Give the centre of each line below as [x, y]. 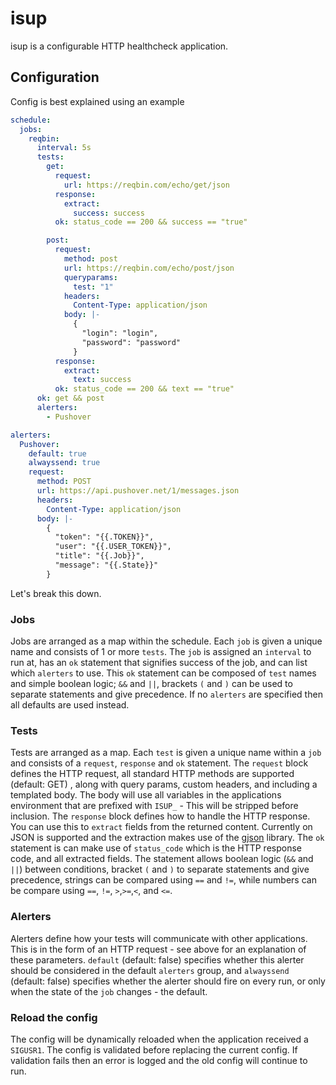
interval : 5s [64, 148]
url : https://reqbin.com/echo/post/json [149, 268]
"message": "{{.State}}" [106, 565]
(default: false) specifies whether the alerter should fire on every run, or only [168, 981]
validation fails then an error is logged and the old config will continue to [159, 1060]
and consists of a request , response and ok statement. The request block [159, 763]
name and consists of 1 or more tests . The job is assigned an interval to [161, 652]
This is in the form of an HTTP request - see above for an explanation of [158, 949]
